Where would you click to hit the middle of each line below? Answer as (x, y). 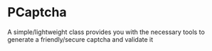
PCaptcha (37, 12)
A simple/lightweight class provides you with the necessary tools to (106, 32)
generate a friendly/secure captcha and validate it (80, 39)
